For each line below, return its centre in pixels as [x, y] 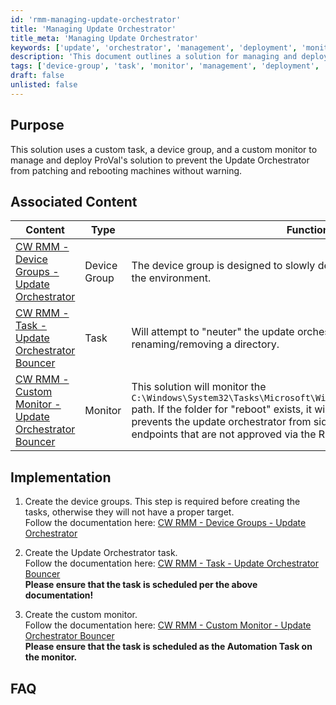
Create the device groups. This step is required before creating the [162, 502]
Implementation [61, 477]
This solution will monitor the [199, 387]
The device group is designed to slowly [223, 266]
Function [308, 230]
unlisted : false [44, 85]
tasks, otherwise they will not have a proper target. [129, 512]
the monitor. [51, 657]
